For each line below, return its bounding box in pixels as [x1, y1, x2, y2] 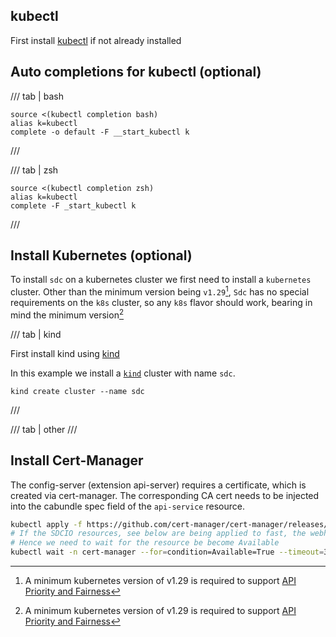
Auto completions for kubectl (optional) [10, 64, 262, 81]
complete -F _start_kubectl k [10, 200, 137, 211]
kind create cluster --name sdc [10, 386, 145, 396]
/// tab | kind [10, 328, 62, 340]
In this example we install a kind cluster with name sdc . [10, 367, 236, 379]
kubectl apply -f [10, 519, 83, 529]
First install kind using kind [10, 347, 120, 359]
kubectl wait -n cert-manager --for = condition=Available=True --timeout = [10, 547, 325, 558]
